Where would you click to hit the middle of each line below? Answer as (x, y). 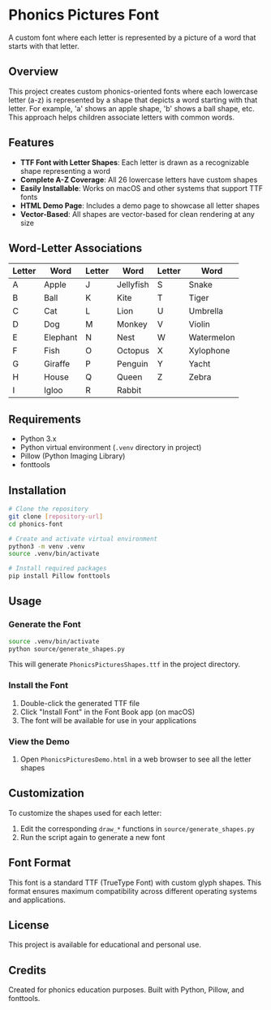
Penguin (132, 364)
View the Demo (39, 741)
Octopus (133, 351)
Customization (47, 793)
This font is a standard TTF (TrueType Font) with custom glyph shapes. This (135, 882)
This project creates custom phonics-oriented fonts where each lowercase (133, 91)
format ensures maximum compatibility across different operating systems (133, 891)
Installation (37, 490)
